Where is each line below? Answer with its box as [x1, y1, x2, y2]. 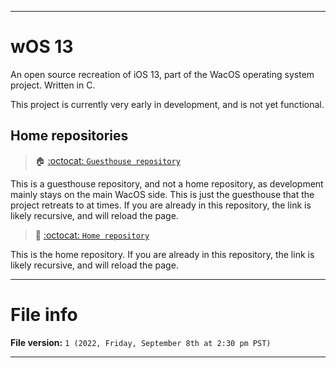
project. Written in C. [10, 79, 96, 91]
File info [10, 303, 78, 326]
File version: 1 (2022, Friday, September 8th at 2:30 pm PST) [10, 336, 272, 348]
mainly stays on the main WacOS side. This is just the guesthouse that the [10, 188, 315, 200]
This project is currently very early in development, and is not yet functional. [10, 98, 325, 110]
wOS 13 [10, 36, 74, 58]
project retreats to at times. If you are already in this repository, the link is [10, 199, 312, 211]
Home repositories [10, 127, 129, 145]
